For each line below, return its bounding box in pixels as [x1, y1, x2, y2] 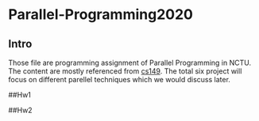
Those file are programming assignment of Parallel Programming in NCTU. [8, 58, 252, 67]
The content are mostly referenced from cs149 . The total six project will [8, 66, 242, 76]
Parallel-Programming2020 [8, 6, 193, 24]
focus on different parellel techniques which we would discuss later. [8, 75, 230, 84]
